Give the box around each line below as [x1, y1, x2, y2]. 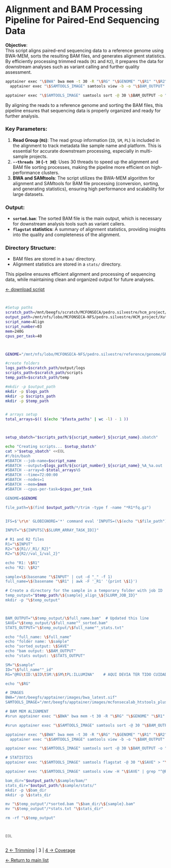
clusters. [41, 169, 60, 176]
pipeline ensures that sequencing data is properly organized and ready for [5, 107, 161, 113]
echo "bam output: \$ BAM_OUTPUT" [5, 649, 76, 654]
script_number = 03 [5, 324, 42, 329]
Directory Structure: [5, 244, 56, 251]
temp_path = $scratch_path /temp [5, 375, 70, 380]
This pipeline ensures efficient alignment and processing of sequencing [5, 271, 156, 277]
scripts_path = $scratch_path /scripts [5, 370, 83, 375]
